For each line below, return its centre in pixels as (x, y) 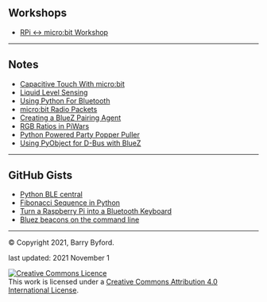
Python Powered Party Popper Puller (80, 134)
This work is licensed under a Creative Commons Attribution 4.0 (113, 282)
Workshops (38, 13)
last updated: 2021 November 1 (59, 258)
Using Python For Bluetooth (65, 101)
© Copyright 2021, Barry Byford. (62, 242)
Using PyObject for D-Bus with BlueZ (80, 143)
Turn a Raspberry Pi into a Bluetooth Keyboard (96, 211)
